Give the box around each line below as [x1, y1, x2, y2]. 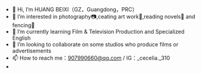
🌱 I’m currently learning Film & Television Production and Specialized [12, 28, 185, 35]
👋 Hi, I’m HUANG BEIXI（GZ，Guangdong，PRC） [12, 6, 138, 13]
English [12, 34, 31, 42]
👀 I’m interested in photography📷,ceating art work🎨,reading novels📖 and [12, 13, 196, 20]
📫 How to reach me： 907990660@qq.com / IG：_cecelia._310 [12, 54, 171, 61]
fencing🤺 [12, 22, 35, 29]
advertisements [12, 48, 52, 54]
